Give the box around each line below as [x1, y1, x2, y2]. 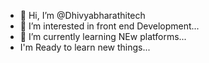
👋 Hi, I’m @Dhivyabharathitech [19, 10, 146, 21]
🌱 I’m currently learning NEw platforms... [19, 31, 187, 42]
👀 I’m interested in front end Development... [19, 20, 200, 32]
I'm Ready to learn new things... [19, 41, 151, 53]
